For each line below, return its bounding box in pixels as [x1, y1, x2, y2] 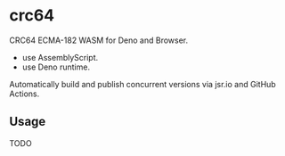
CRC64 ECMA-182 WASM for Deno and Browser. [9, 35, 189, 45]
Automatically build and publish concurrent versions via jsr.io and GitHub [9, 78, 276, 89]
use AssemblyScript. [21, 52, 99, 62]
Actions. [9, 88, 40, 99]
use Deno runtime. [21, 62, 91, 72]
